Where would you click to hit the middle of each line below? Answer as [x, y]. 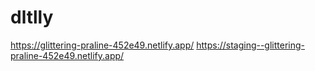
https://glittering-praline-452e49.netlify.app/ [102, 45]
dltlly [32, 17]
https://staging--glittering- [251, 45]
